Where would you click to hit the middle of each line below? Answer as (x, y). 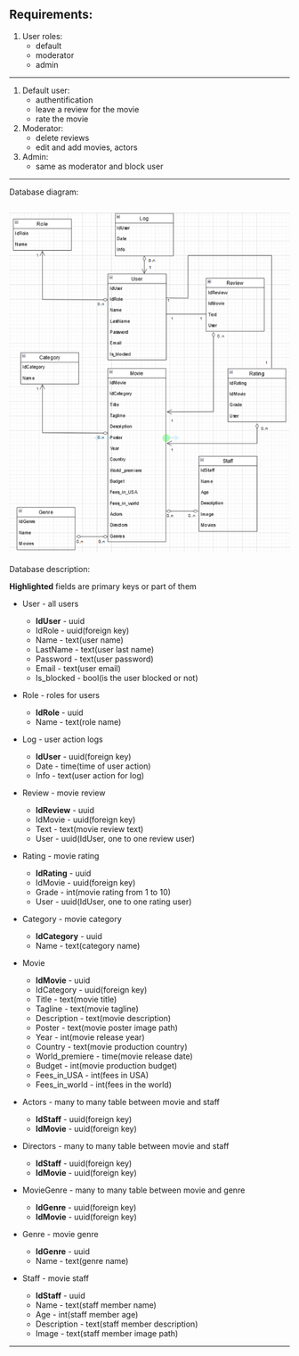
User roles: (42, 36)
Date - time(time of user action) (93, 766)
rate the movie (62, 119)
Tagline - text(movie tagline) (87, 1009)
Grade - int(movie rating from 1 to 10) (103, 893)
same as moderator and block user (99, 166)
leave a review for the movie (87, 109)
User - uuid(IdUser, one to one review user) (115, 839)
